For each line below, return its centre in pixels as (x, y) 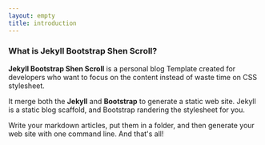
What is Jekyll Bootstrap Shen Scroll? (83, 51)
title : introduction (43, 23)
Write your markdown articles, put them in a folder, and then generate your (131, 125)
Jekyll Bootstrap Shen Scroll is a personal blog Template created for (122, 68)
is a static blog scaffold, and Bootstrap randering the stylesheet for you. (127, 110)
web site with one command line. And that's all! (86, 134)
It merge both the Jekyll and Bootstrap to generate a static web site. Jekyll (132, 101)
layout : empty (32, 16)
